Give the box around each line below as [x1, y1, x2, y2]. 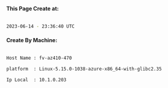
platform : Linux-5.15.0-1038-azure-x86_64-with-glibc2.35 [6, 66, 163, 72]
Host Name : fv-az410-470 [6, 55, 72, 61]
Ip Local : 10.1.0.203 [6, 77, 67, 83]
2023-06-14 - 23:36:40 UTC [6, 24, 75, 30]
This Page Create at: [6, 5, 59, 12]
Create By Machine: [6, 36, 58, 43]
